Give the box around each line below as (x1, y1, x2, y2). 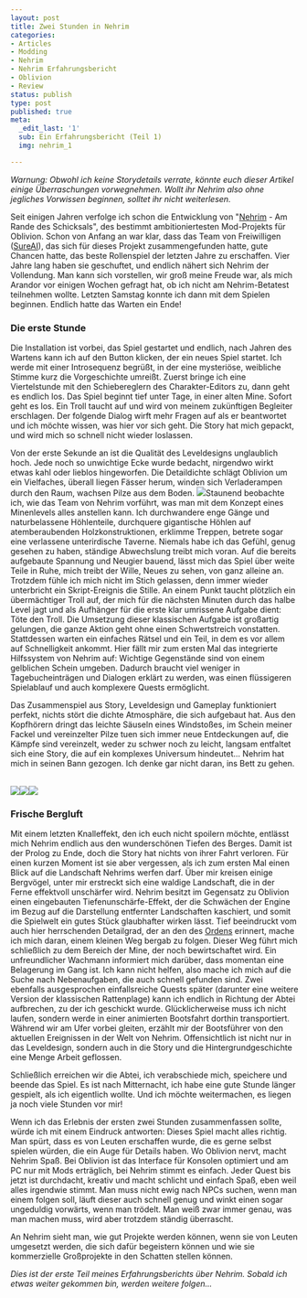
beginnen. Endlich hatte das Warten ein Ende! (10, 298, 182, 309)
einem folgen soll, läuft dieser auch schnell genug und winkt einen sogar (10, 1195, 283, 1206)
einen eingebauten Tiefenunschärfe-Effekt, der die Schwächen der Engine (10, 896, 291, 907)
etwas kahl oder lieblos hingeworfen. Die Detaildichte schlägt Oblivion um (10, 467, 288, 478)
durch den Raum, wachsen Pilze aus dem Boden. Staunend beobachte (10, 488, 285, 499)
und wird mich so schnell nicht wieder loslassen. (10, 430, 193, 441)
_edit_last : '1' (18, 124, 80, 134)
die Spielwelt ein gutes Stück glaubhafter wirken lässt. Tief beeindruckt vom (10, 916, 297, 927)
